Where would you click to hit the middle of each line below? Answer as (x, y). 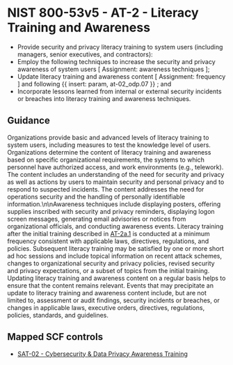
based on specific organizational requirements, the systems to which (106, 160)
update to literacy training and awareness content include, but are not (107, 293)
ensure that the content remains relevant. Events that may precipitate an (111, 285)
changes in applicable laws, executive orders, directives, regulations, (106, 307)
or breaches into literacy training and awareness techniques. (104, 98)
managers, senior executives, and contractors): (85, 54)
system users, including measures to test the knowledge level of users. (109, 145)
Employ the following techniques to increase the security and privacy (116, 61)
